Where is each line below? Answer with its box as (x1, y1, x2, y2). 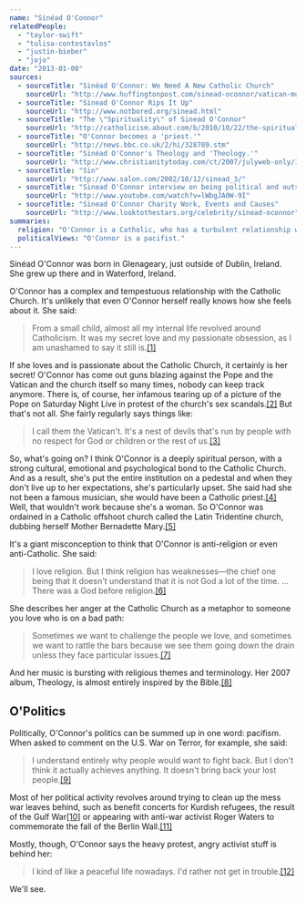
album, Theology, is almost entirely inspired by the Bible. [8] (9, 677, 232, 688)
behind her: (9, 848, 53, 859)
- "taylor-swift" (17, 30, 84, 39)
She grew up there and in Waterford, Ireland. (9, 268, 177, 279)
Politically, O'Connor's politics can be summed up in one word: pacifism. (9, 728, 281, 739)
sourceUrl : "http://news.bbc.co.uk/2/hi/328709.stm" (25, 140, 230, 149)
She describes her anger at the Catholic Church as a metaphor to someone (9, 603, 291, 614)
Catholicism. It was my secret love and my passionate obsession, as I (31, 333, 291, 343)
